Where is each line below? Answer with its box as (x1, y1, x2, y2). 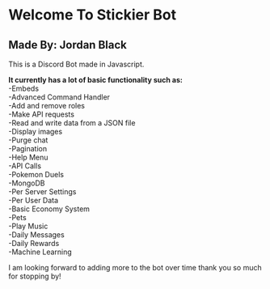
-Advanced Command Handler (8, 92, 111, 102)
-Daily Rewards (8, 239, 60, 248)
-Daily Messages (8, 230, 65, 240)
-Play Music (8, 221, 49, 231)
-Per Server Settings (8, 187, 77, 196)
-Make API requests (8, 109, 75, 119)
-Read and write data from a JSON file (8, 118, 136, 127)
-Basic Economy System (8, 204, 91, 214)
